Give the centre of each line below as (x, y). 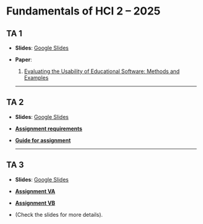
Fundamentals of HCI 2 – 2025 (84, 11)
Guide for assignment (43, 140)
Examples (36, 78)
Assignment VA (35, 191)
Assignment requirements (49, 129)
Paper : (23, 59)
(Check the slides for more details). (59, 214)
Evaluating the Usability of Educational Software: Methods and (102, 71)
